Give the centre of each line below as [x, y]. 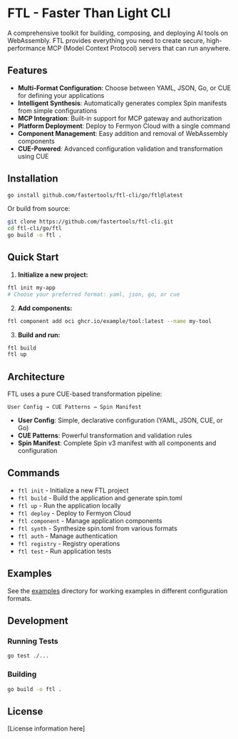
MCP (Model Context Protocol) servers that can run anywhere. [139, 48]
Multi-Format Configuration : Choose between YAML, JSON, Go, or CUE [124, 88]
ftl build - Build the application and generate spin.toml [100, 497]
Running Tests [33, 641]
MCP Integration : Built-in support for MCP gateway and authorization [120, 118]
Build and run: [39, 334]
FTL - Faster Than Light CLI [89, 13]
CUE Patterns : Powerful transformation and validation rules [105, 436]
